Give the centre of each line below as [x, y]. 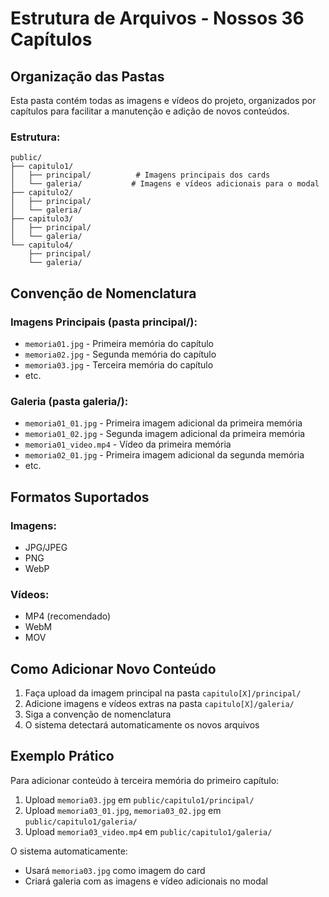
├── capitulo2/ [42, 193]
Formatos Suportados [80, 497]
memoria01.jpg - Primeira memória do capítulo [119, 343]
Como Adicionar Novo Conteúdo [113, 668]
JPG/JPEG [46, 547]
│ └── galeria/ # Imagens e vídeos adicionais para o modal [165, 184]
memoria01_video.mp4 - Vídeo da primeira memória [128, 444]
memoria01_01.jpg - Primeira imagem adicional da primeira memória [163, 423]
